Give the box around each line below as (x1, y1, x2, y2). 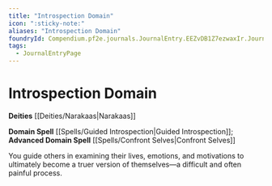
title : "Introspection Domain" (8, 11, 114, 20)
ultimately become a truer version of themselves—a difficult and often (8, 159, 241, 169)
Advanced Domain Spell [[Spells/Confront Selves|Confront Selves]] (8, 135, 236, 145)
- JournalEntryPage (15, 49, 82, 57)
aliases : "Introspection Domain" (8, 27, 121, 35)
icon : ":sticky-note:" (8, 19, 85, 27)
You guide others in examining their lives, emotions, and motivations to (8, 150, 244, 160)
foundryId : (8, 34, 45, 43)
